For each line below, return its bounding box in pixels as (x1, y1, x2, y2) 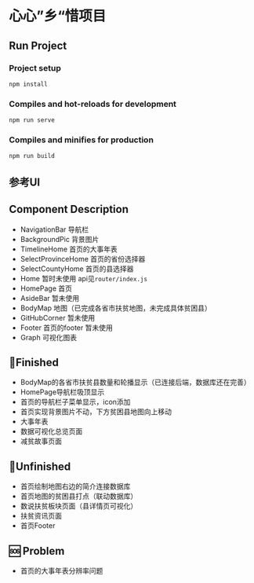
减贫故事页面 (20, 437, 62, 446)
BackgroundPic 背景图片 (20, 234, 100, 244)
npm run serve (9, 116, 56, 124)
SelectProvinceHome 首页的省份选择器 (20, 254, 146, 263)
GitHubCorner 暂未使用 (20, 313, 96, 322)
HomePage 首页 (20, 284, 73, 293)
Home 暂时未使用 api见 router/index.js (20, 273, 148, 283)
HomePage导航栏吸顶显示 (20, 387, 105, 397)
